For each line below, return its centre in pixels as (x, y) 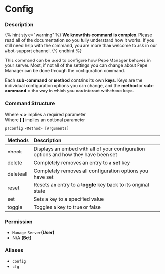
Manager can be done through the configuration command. (65, 71)
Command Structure (30, 103)
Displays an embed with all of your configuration (89, 149)
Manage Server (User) (33, 233)
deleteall (17, 174)
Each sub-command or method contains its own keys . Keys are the (74, 80)
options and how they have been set (75, 154)
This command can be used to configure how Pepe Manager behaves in (78, 61)
